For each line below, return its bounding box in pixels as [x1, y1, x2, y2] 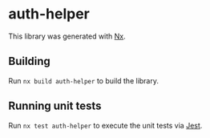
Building [8, 55, 50, 68]
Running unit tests [8, 99, 102, 113]
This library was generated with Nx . [8, 31, 126, 41]
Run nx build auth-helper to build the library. [8, 75, 159, 85]
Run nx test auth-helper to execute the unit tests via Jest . [8, 120, 203, 130]
